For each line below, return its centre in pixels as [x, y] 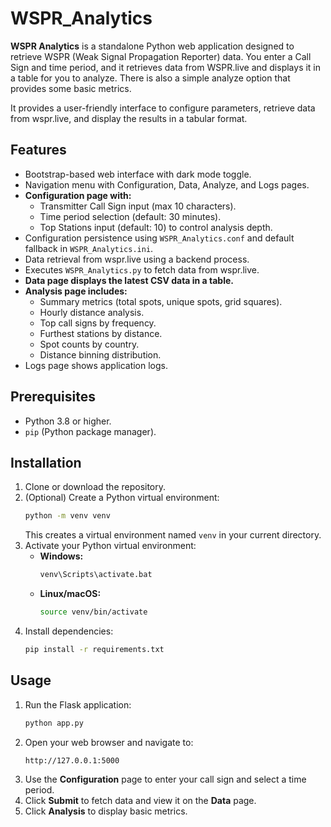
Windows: [61, 556]
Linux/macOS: [70, 594]
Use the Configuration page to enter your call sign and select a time [165, 779]
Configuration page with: [78, 195]
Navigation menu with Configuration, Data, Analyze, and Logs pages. [167, 184]
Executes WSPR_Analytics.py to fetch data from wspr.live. [142, 269]
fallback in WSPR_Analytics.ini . [89, 248]
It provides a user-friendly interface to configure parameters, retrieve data [163, 108]
